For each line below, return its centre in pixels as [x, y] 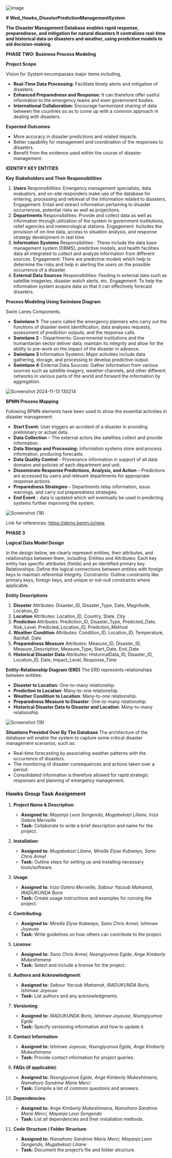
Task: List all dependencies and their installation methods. [82, 1119]
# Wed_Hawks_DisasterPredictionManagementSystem [66, 18]
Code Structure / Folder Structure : [50, 1129]
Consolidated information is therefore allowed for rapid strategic [81, 775]
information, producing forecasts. [48, 454]
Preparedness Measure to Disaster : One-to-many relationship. [80, 701]
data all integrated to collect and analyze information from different [84, 253]
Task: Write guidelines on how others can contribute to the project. [92, 934]
